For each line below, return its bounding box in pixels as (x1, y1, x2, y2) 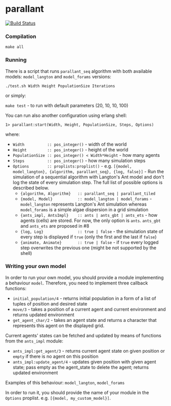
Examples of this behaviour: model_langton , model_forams (5, 379, 125, 385)
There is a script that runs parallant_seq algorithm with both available (5, 68, 152, 74)
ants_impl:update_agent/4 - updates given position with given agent (12, 358, 157, 364)
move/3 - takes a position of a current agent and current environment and (12, 306, 166, 312)
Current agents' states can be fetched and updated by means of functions (5, 332, 162, 338)
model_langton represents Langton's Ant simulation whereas (20, 201, 147, 207)
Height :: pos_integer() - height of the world (12, 147, 129, 153)
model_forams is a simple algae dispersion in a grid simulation (20, 206, 149, 213)
